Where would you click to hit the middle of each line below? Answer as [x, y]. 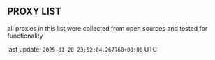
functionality [25, 36]
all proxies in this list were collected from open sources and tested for [107, 28]
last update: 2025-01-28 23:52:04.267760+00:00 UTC [82, 49]
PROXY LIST [34, 12]
